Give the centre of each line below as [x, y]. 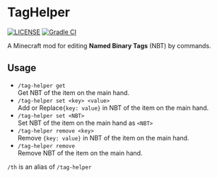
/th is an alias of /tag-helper [49, 167]
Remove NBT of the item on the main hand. [80, 152]
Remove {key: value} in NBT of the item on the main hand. [103, 138]
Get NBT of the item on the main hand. [73, 92]
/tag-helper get [41, 86]
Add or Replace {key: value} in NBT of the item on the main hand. [113, 108]
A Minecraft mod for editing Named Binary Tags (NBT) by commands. [109, 45]
